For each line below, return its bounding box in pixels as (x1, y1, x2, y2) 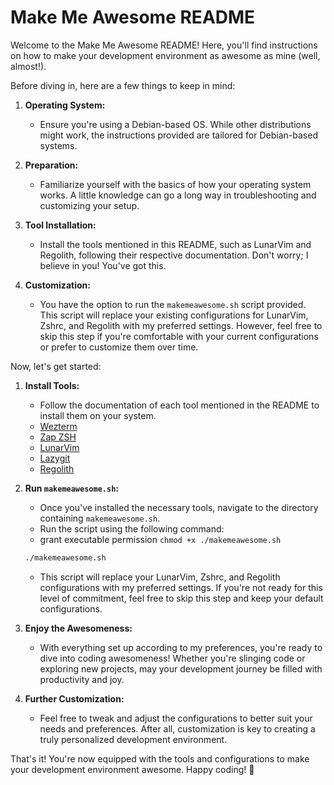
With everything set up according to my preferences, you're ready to (39, 641, 323, 653)
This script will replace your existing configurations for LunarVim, (39, 309, 309, 321)
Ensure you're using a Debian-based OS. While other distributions (39, 118, 312, 130)
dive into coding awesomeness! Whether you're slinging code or (39, 652, 306, 664)
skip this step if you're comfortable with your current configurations (39, 330, 319, 342)
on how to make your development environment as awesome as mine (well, (10, 49, 321, 61)
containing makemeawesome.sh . (39, 512, 161, 524)
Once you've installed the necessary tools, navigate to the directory (39, 501, 319, 513)
